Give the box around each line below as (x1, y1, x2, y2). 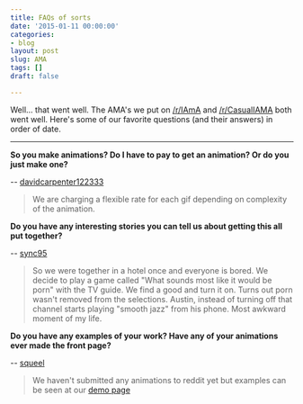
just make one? (10, 158, 68, 169)
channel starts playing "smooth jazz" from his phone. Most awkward (31, 303, 287, 314)
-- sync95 (10, 247, 48, 258)
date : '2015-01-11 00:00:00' (10, 22, 120, 31)
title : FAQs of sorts (10, 13, 92, 22)
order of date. (10, 123, 61, 134)
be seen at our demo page (31, 384, 131, 395)
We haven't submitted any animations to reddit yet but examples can (31, 374, 287, 385)
